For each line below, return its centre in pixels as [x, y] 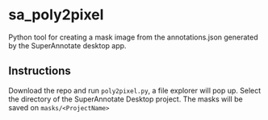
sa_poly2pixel [56, 15]
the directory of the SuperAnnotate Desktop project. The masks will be [126, 99]
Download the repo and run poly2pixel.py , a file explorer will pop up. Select [135, 90]
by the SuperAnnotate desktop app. [67, 45]
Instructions [40, 71]
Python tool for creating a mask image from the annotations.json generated [133, 37]
